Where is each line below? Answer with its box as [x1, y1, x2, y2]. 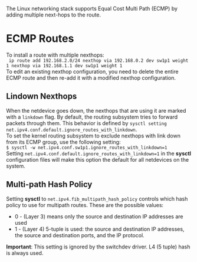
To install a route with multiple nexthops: [6, 51, 104, 58]
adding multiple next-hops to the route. [6, 11, 101, 18]
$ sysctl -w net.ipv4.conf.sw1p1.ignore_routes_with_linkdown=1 [6, 145, 168, 150]
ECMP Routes [6, 32, 74, 45]
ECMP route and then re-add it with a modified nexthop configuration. [6, 74, 176, 81]
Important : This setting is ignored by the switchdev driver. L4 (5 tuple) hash [6, 243, 191, 250]
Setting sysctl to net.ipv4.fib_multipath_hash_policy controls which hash [6, 195, 188, 202]
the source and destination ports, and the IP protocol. [14, 231, 145, 238]
